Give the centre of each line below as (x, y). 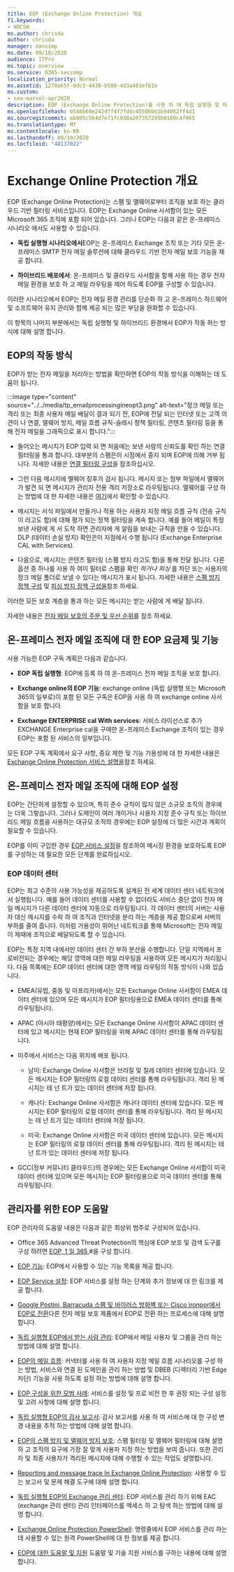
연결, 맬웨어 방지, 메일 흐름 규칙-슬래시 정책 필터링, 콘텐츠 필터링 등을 (122, 422)
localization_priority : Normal (53, 79)
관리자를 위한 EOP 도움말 (58, 1209)
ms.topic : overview (36, 66)
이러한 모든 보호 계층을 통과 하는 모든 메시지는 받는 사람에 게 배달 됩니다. (106, 601)
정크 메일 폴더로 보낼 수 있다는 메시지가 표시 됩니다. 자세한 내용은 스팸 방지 (119, 577)
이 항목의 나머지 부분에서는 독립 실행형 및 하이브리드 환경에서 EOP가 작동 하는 (113, 323)
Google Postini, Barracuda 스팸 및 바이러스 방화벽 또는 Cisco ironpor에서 (119, 1304)
